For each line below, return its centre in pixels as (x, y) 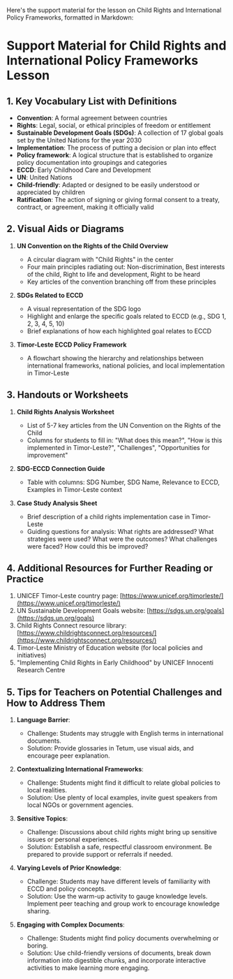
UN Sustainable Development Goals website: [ (83, 611)
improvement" (47, 455)
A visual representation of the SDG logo (84, 309)
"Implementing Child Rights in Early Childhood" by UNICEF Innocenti (115, 662)
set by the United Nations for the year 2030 (79, 140)
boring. (37, 945)
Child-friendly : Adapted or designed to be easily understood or (108, 185)
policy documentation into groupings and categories (92, 162)
